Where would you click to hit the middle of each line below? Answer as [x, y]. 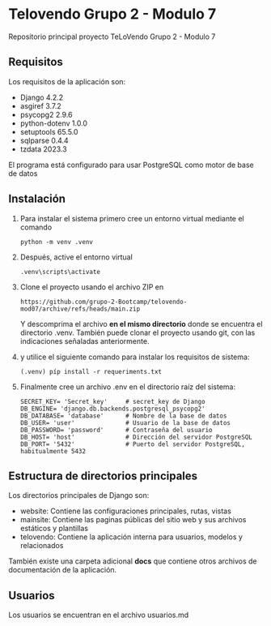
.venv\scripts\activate [60, 272]
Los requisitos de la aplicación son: [67, 81]
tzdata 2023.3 [43, 149]
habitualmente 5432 [53, 451]
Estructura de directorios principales [103, 476]
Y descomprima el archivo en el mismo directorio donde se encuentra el [141, 324]
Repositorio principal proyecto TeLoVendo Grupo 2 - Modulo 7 [112, 36]
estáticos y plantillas [54, 529]
